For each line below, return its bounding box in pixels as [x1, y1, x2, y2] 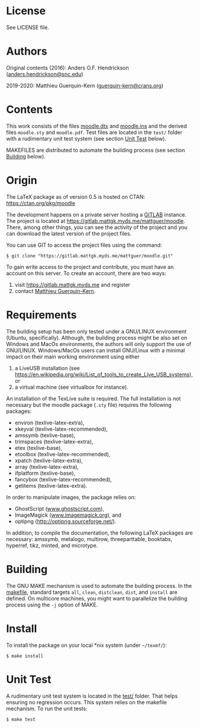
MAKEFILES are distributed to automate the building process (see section [6, 147, 185, 154]
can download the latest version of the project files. [6, 230, 132, 237]
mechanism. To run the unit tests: [6, 705, 88, 712]
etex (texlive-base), [14, 444, 62, 452]
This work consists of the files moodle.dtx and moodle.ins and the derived [6, 122, 187, 129]
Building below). [6, 152, 46, 160]
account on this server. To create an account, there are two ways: [6, 269, 166, 276]
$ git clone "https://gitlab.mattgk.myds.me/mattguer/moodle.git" [6, 253, 174, 259]
